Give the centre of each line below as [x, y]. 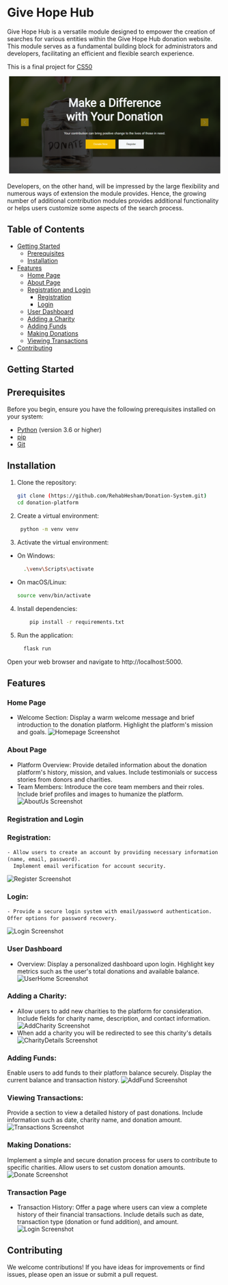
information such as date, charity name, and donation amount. [95, 1120]
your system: [26, 416]
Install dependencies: [47, 608]
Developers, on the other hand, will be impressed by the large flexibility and [113, 186]
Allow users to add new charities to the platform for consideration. [110, 1011]
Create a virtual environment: [58, 516]
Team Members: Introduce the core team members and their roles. [111, 786]
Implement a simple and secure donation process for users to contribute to [112, 1160]
